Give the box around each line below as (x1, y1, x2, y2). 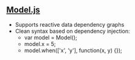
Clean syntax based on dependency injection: (15, 27, 130, 35)
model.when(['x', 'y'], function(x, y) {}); (24, 47, 123, 54)
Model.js (6, 5, 41, 15)
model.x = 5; (24, 40, 56, 47)
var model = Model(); (24, 33, 77, 41)
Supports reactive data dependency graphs (15, 21, 125, 28)
